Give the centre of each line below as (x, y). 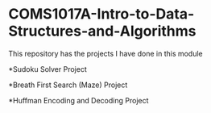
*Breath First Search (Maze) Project (68, 85)
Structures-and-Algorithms (102, 31)
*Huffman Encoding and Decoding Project (79, 100)
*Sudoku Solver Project (48, 69)
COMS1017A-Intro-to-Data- (101, 14)
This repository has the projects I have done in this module (105, 53)
